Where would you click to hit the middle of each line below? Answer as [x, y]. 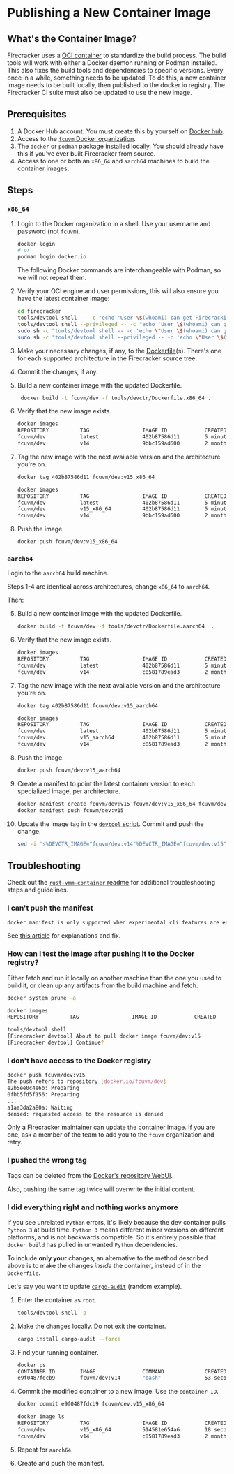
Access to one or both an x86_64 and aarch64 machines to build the [114, 161]
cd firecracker [39, 311]
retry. [15, 1142]
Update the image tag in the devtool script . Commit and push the [110, 824]
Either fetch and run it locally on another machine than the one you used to [114, 978]
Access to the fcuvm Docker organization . [76, 138]
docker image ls [41, 1417]
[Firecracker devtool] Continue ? [56, 1043]
